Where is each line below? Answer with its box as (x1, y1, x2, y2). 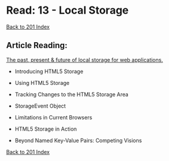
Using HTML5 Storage (14, 79, 70, 86)
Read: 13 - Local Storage (6, 4, 129, 17)
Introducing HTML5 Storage (14, 68, 83, 75)
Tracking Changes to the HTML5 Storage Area (14, 90, 129, 98)
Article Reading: (6, 40, 68, 50)
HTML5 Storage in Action (14, 125, 77, 132)
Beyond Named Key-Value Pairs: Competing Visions (14, 137, 142, 144)
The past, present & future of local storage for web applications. (6, 56, 164, 63)
